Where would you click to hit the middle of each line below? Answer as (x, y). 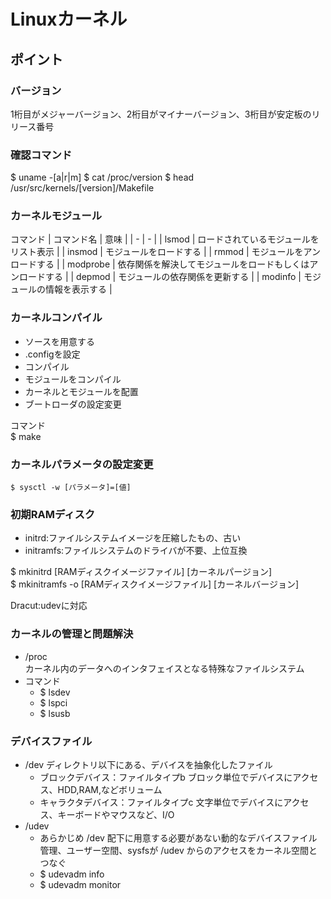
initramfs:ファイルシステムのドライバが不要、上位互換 (136, 551)
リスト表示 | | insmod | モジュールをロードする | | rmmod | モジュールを (157, 252)
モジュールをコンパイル (73, 379)
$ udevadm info (72, 874)
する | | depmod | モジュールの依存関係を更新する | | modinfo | (173, 277)
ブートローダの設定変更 (73, 404)
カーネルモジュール (56, 216)
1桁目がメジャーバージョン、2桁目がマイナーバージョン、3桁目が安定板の (161, 114)
